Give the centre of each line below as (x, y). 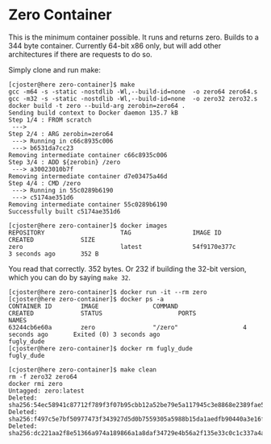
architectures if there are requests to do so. (81, 54)
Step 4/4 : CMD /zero (45, 183)
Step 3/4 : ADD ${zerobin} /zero (65, 162)
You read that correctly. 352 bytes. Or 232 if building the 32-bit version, (128, 268)
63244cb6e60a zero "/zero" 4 (128, 327)
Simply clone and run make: (54, 69)
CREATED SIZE (52, 239)
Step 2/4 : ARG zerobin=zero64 (61, 134)
